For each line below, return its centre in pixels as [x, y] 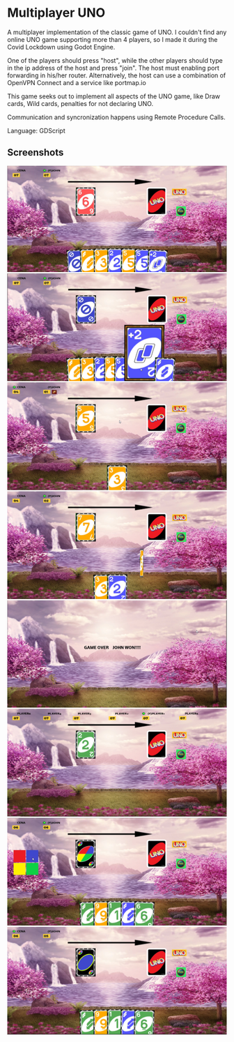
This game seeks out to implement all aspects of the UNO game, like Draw [114, 96]
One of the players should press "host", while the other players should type [115, 60]
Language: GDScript [36, 130]
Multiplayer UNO [56, 13]
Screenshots [36, 152]
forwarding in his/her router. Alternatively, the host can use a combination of [117, 75]
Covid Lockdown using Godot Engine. [61, 47]
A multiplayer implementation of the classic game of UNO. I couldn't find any [117, 32]
